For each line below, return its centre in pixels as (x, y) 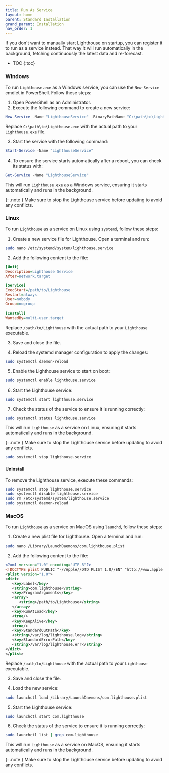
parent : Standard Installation (38, 19)
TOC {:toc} (24, 63)
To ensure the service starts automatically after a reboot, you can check (87, 161)
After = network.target (28, 276)
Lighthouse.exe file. (26, 132)
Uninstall (15, 469)
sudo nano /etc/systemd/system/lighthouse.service (59, 248)
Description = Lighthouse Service (39, 272)
